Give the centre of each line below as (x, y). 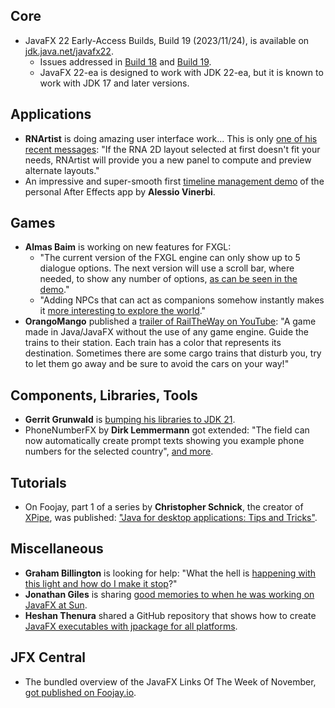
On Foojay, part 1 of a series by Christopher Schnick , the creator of (164, 507)
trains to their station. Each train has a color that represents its (153, 343)
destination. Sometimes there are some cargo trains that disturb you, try (173, 353)
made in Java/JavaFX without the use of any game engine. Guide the (167, 332)
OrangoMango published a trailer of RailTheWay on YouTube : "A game (170, 321)
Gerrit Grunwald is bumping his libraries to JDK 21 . (130, 420)
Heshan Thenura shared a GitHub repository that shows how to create (170, 615)
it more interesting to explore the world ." (123, 311)
